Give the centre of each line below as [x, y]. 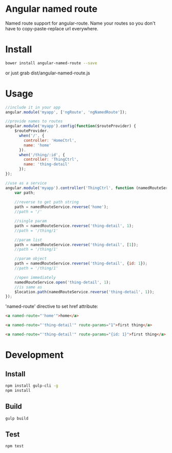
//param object [31, 259]
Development [35, 355]
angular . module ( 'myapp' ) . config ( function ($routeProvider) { [71, 126]
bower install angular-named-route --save [51, 63]
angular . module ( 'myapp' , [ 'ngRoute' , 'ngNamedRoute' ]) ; [66, 112]
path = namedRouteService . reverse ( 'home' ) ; [62, 207]
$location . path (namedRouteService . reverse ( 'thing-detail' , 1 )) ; [84, 292]
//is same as [28, 287]
